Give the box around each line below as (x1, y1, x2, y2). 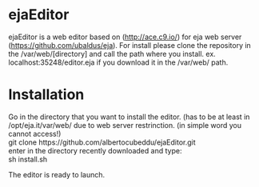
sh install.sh (8, 154, 48, 164)
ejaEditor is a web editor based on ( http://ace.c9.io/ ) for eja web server (8, 32, 242, 42)
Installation (8, 86, 85, 104)
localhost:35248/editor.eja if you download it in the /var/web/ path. (8, 58, 229, 67)
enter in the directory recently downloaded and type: (8, 145, 182, 155)
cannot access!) (8, 129, 62, 138)
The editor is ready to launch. (8, 169, 106, 179)
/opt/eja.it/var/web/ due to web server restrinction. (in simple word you (8, 120, 242, 129)
